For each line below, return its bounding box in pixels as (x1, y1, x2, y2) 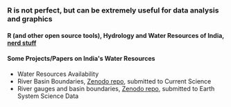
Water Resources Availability (17, 70, 99, 78)
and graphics (7, 14, 53, 23)
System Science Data (17, 92, 79, 100)
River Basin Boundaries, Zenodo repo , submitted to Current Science (17, 77, 212, 85)
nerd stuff (7, 39, 37, 47)
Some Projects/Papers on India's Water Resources (7, 55, 155, 63)
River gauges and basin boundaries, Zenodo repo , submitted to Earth (17, 84, 215, 93)
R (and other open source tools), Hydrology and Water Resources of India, (7, 31, 224, 39)
